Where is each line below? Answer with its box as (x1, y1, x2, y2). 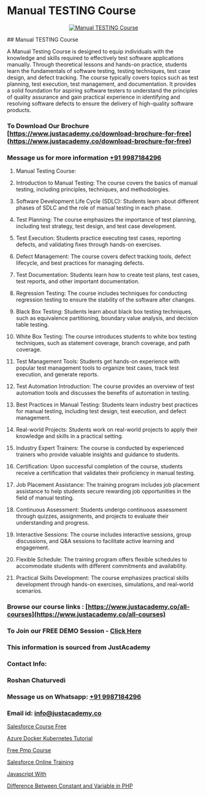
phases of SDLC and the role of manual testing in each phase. (15, 204, 172, 211)
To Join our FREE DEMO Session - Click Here (7, 626, 142, 635)
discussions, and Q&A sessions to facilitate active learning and (15, 538, 174, 545)
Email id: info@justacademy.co (7, 709, 102, 717)
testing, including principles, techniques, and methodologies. (15, 186, 170, 193)
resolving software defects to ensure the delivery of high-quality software (7, 99, 194, 107)
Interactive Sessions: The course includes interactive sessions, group (15, 531, 192, 538)
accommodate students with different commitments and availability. (15, 562, 187, 570)
